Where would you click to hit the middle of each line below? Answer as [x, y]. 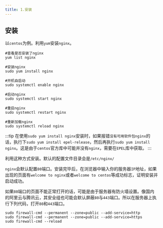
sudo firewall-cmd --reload [34, 222]
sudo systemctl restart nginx [36, 113]
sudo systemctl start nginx [34, 99]
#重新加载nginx [19, 122]
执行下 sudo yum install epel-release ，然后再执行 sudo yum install [82, 142]
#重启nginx [15, 108]
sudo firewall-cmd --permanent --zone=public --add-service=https [74, 217]
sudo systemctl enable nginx [35, 85]
